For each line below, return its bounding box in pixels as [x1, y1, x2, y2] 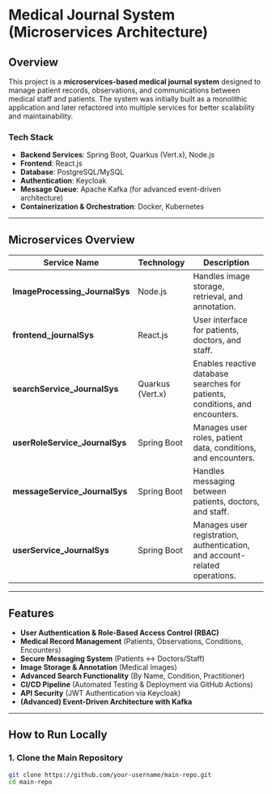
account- [209, 550, 246, 561]
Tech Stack [8, 132, 54, 143]
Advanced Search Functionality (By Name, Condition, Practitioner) [19, 671, 245, 680]
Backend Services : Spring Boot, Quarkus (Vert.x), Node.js [19, 150, 215, 160]
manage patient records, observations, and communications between [8, 85, 240, 95]
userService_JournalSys [12, 545, 109, 556]
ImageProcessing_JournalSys [12, 286, 130, 297]
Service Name [43, 257, 100, 269]
